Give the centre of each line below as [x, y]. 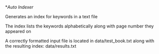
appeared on [18, 31]
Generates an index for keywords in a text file [52, 16]
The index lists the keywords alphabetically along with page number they [79, 26]
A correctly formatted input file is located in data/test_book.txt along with [80, 41]
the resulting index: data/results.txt [41, 46]
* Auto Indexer [19, 7]
